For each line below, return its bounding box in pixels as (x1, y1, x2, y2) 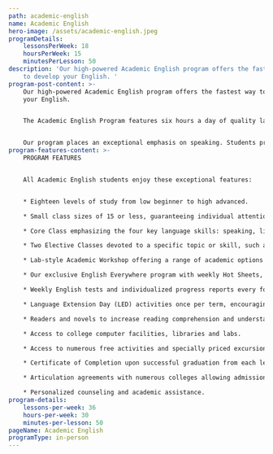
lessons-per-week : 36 (23, 404, 96, 412)
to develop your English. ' (23, 72, 118, 81)
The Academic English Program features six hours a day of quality (23, 117, 256, 125)
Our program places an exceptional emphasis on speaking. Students (23, 139, 256, 147)
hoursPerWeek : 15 (23, 50, 82, 58)
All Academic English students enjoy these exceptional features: (23, 176, 253, 184)
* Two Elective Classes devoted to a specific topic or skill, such (23, 242, 260, 250)
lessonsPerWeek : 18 (23, 42, 89, 50)
